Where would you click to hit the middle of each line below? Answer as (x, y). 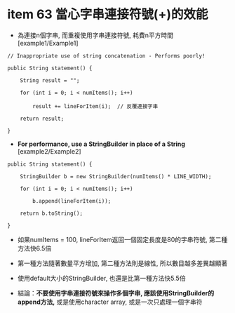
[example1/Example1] (48, 43)
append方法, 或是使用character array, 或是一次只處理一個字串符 (110, 302)
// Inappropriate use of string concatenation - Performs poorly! (106, 56)
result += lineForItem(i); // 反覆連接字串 (95, 106)
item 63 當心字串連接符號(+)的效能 (108, 14)
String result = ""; (50, 80)
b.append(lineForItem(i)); (72, 201)
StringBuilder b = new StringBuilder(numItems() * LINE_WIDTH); (116, 176)
